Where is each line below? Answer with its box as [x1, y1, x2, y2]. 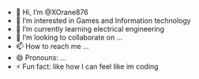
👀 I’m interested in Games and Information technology [15, 16, 191, 25]
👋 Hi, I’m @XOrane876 [15, 8, 88, 17]
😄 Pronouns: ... [15, 53, 67, 62]
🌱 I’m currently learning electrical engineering [15, 24, 164, 33]
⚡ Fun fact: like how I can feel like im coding [15, 62, 159, 71]
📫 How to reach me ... [15, 42, 89, 51]
